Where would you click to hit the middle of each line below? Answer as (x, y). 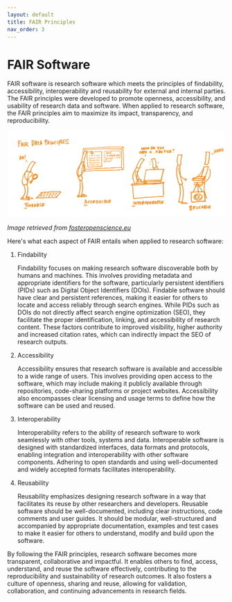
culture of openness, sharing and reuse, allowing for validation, (97, 583)
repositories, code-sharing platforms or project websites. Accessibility (117, 391)
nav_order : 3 (26, 29)
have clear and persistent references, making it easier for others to (112, 297)
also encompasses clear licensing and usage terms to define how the (116, 398)
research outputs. (42, 342)
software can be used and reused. (66, 405)
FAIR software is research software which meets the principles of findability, (116, 84)
